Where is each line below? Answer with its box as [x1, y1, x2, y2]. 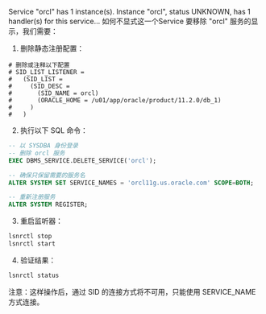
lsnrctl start [8, 240, 56, 248]
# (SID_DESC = [8, 82, 70, 90]
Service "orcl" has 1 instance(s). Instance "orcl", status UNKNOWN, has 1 [8, 7, 251, 16]
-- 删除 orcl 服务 [8, 149, 65, 157]
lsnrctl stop [8, 233, 52, 241]
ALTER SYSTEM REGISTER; [8, 200, 89, 209]
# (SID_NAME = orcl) [8, 89, 99, 97]
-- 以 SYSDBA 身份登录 [8, 142, 79, 150]
